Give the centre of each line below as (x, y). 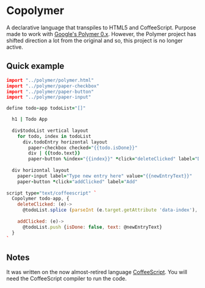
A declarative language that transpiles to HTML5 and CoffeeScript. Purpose (101, 27)
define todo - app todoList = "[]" (46, 108)
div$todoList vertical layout (50, 131)
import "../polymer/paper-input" (49, 97)
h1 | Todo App (30, 120)
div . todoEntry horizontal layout (65, 142)
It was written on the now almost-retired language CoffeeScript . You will (97, 272)
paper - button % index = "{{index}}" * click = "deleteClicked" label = (112, 159)
